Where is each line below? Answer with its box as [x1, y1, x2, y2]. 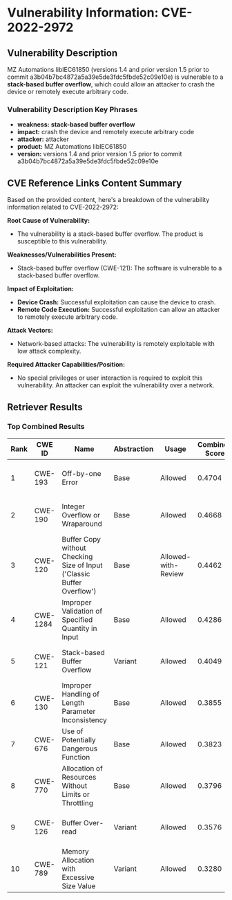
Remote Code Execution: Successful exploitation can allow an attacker [17, 306, 220, 314]
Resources [61, 772, 97, 782]
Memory [61, 846, 90, 856]
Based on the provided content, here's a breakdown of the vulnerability [7, 196, 210, 204]
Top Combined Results [7, 422, 85, 432]
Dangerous [61, 744, 98, 753]
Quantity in [61, 623, 97, 633]
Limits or [61, 789, 90, 799]
